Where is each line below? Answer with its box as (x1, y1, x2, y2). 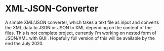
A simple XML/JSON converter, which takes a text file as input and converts (5, 19, 159, 25)
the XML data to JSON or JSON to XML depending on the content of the (5, 24, 152, 30)
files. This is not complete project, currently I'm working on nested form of (5, 30, 157, 36)
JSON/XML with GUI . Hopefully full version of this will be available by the (5, 35, 155, 41)
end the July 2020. (5, 40, 43, 46)
